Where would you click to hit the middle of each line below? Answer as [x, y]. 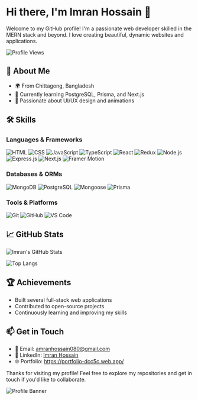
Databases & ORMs [34, 174]
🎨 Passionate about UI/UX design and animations [74, 101]
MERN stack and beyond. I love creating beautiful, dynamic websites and [95, 34]
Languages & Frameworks [44, 140]
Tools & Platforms [32, 202]
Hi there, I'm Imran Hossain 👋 [79, 12]
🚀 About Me [28, 71]
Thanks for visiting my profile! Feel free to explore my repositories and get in [99, 373]
